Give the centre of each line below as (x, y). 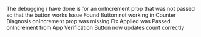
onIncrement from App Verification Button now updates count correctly (95, 27)
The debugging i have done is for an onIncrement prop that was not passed (101, 9)
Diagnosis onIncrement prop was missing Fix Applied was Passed (89, 21)
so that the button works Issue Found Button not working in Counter (91, 15)
